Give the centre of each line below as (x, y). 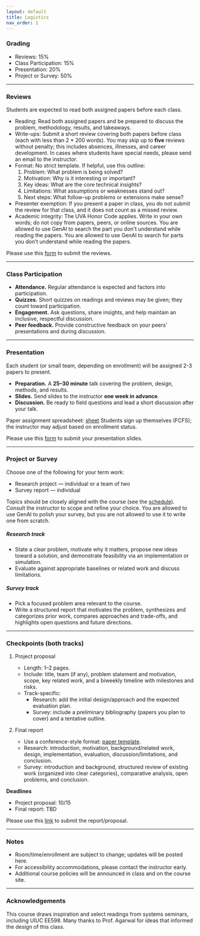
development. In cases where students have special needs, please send (103, 153)
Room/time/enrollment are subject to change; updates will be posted (99, 855)
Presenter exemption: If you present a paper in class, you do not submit (102, 203)
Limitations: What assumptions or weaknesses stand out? (94, 191)
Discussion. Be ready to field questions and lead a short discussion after (104, 402)
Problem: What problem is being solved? (73, 172)
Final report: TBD (36, 809)
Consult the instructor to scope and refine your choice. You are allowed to (97, 508)
